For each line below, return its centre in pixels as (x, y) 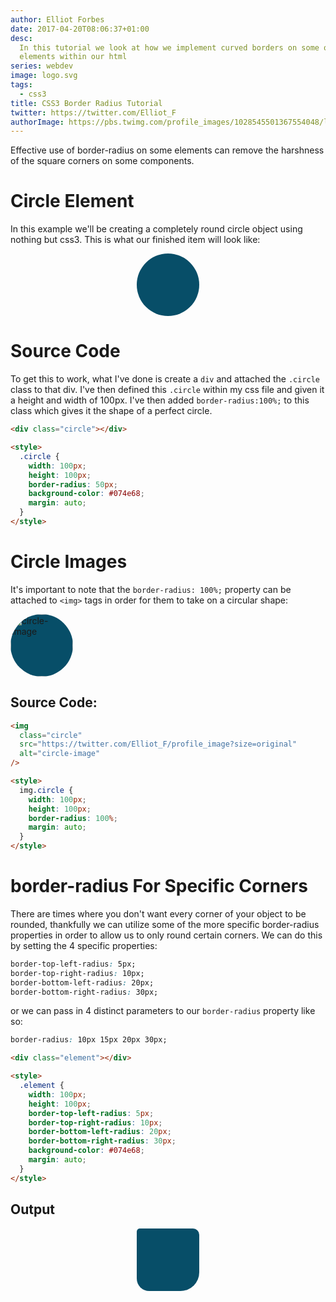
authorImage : (37, 122)
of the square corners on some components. (102, 161)
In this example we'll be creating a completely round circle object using (156, 229)
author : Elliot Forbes (57, 19)
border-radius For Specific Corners (159, 886)
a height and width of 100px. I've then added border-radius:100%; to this (160, 400)
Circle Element (72, 201)
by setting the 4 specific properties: (84, 945)
